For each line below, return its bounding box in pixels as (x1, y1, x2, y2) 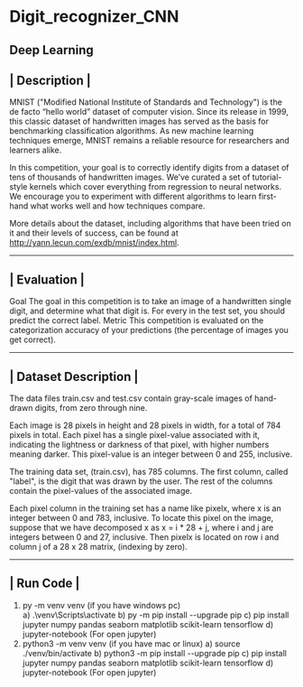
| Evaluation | (9, 272, 86, 287)
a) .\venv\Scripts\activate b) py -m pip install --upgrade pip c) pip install (22, 609, 289, 620)
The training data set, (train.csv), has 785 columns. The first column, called (9, 467, 289, 478)
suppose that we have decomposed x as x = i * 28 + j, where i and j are (9, 522, 274, 534)
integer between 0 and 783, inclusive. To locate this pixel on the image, (9, 513, 274, 524)
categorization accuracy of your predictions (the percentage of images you (9, 325, 289, 336)
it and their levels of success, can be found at (9, 227, 179, 238)
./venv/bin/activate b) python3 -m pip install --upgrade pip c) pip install (22, 647, 287, 658)
